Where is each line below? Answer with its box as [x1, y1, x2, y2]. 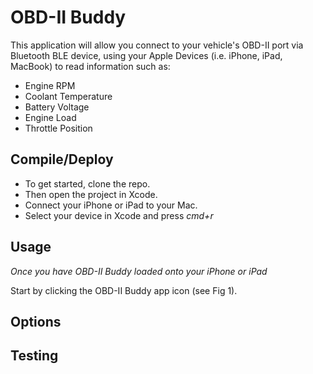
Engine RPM [24, 79, 76, 91]
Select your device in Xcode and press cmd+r [24, 209, 214, 221]
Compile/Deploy [10, 151, 114, 168]
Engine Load [24, 111, 77, 123]
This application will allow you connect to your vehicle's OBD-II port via [10, 39, 304, 51]
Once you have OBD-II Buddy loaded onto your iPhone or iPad [10, 265, 268, 277]
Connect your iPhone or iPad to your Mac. [24, 199, 198, 211]
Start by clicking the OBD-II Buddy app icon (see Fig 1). [10, 284, 238, 296]
